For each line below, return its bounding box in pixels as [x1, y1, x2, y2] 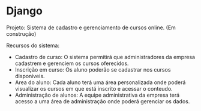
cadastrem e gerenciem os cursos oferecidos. [14, 60, 129, 67]
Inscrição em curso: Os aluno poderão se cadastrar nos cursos [14, 66, 171, 73]
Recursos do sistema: [6, 42, 60, 49]
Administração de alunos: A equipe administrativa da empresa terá [14, 91, 180, 98]
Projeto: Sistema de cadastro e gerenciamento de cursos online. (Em [6, 24, 176, 31]
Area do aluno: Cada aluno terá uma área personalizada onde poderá [14, 79, 186, 86]
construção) [6, 30, 37, 37]
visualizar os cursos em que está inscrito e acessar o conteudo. [14, 85, 173, 92]
